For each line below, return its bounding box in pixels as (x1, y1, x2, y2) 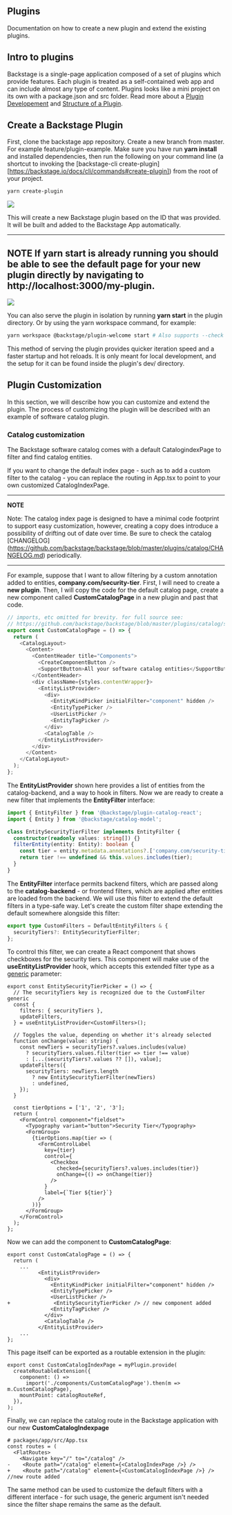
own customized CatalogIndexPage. (7, 481, 110, 489)
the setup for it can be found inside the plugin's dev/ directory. (7, 360, 185, 367)
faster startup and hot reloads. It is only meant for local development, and (7, 352, 216, 360)
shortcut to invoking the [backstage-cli (7, 159, 118, 168)
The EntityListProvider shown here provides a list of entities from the (7, 781, 205, 789)
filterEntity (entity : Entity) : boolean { (13, 841, 135, 848)
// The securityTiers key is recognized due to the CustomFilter (13, 989, 206, 997)
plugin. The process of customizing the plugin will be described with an (7, 405, 211, 413)
